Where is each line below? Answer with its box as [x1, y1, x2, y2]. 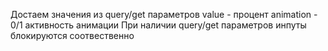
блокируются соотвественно [10, 30, 135, 41]
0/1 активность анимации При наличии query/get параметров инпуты [10, 19, 307, 31]
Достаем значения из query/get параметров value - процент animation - [10, 9, 318, 20]
